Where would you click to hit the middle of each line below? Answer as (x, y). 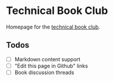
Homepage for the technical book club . (53, 27)
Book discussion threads (44, 72)
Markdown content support (47, 59)
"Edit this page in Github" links (51, 66)
